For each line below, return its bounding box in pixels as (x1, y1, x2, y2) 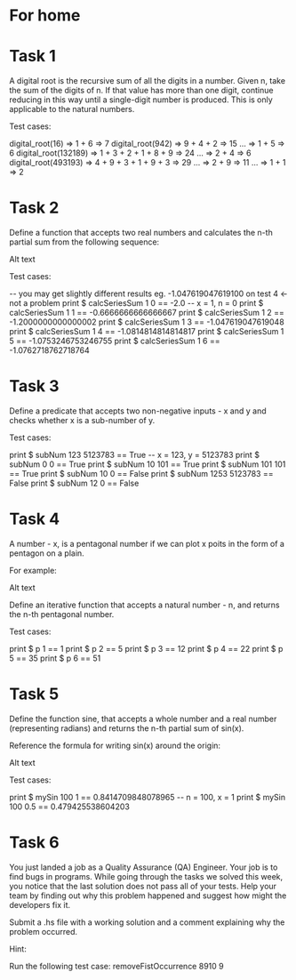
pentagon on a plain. (9, 548, 84, 558)
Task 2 (9, 197, 60, 218)
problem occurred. (9, 926, 78, 936)
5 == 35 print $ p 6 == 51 (9, 653, 101, 663)
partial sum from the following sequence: (9, 237, 160, 247)
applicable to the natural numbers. (9, 104, 135, 115)
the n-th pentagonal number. (9, 608, 115, 619)
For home (9, 5, 81, 26)
